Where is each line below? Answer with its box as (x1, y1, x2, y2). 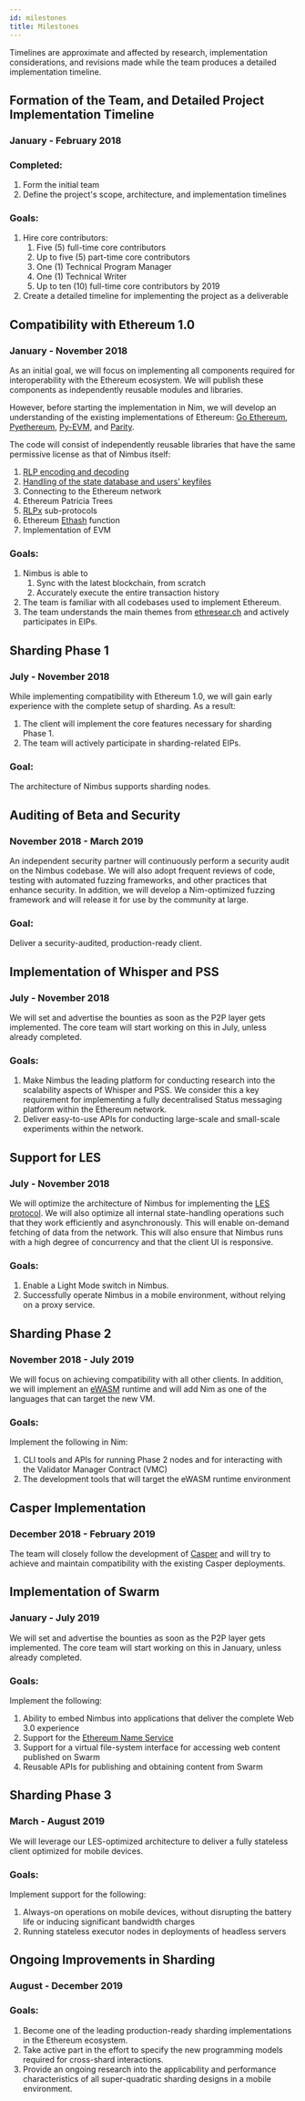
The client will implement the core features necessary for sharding (22, 718, 272, 729)
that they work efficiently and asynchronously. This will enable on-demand (9, 1218, 290, 1229)
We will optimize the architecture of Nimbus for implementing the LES (9, 1198, 270, 1209)
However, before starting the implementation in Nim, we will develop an (9, 402, 277, 413)
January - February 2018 (9, 134, 122, 147)
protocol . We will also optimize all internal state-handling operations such (9, 1208, 285, 1219)
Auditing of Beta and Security (9, 808, 181, 823)
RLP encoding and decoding (22, 467, 129, 478)
